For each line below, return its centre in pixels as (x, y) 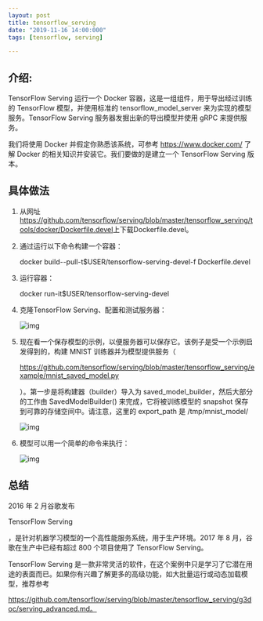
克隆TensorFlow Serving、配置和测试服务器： (93, 310)
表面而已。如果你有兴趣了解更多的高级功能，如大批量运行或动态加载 (131, 574)
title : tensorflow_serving (52, 23)
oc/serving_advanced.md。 (53, 608)
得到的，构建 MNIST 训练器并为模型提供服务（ (101, 351)
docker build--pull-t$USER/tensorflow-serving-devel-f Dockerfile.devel (135, 261)
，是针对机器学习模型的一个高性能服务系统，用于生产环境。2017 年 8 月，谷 (130, 537)
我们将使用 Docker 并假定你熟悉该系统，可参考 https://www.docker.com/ (125, 144)
